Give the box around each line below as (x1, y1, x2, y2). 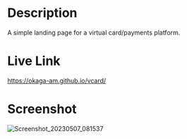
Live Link (7, 53, 61, 69)
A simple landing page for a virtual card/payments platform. (7, 28, 181, 37)
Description (7, 5, 78, 21)
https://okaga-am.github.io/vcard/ (7, 76, 107, 85)
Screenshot (7, 101, 77, 117)
